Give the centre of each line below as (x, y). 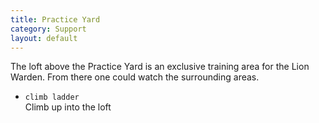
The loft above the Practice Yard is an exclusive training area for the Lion (160, 67)
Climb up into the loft (68, 107)
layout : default (44, 38)
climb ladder (52, 97)
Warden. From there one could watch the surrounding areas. (135, 77)
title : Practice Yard (55, 19)
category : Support (48, 29)
